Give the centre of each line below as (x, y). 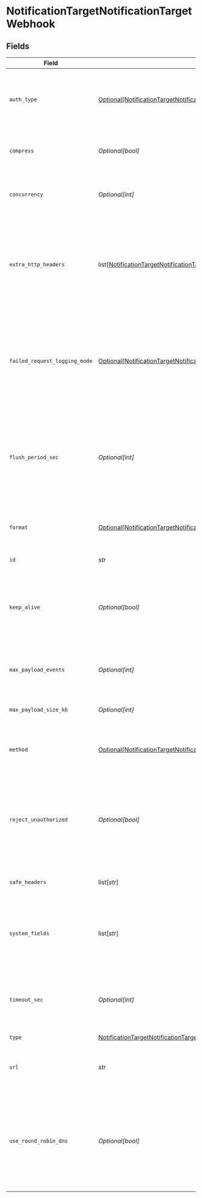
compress (22, 151)
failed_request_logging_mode (51, 361)
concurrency (26, 194)
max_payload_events (37, 670)
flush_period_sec (34, 457)
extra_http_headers (37, 264)
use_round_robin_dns (38, 1141)
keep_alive (25, 607)
